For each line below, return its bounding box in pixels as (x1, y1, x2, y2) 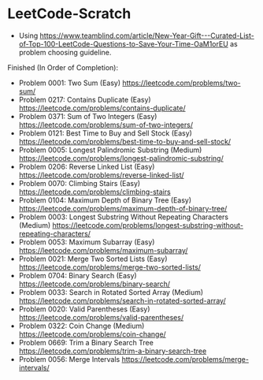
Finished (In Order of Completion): (7, 62, 119, 72)
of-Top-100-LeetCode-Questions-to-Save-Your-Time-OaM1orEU (18, 39, 229, 48)
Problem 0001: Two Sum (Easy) (18, 78, 121, 88)
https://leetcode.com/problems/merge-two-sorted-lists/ (18, 262, 202, 272)
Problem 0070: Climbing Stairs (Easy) (18, 178, 141, 188)
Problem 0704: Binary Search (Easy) (18, 270, 137, 280)
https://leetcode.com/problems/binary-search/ (18, 279, 171, 289)
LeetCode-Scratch (7, 5, 131, 23)
